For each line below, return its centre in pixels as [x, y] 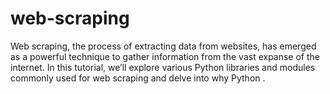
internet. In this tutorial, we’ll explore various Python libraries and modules [163, 67]
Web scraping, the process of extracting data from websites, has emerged [163, 46]
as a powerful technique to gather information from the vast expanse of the [165, 56]
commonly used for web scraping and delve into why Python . [138, 78]
